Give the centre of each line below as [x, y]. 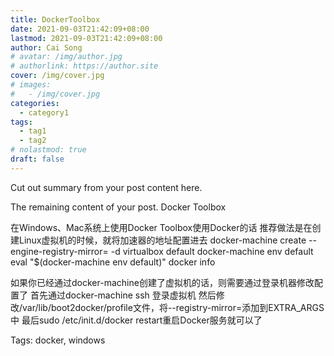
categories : [35, 103]
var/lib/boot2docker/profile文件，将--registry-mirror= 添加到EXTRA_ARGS [173, 307]
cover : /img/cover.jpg [57, 76]
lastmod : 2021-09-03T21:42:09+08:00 [86, 38]
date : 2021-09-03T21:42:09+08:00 [80, 29]
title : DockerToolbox [55, 19]
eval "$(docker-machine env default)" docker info [113, 262]
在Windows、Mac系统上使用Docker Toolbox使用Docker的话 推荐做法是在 [161, 227]
